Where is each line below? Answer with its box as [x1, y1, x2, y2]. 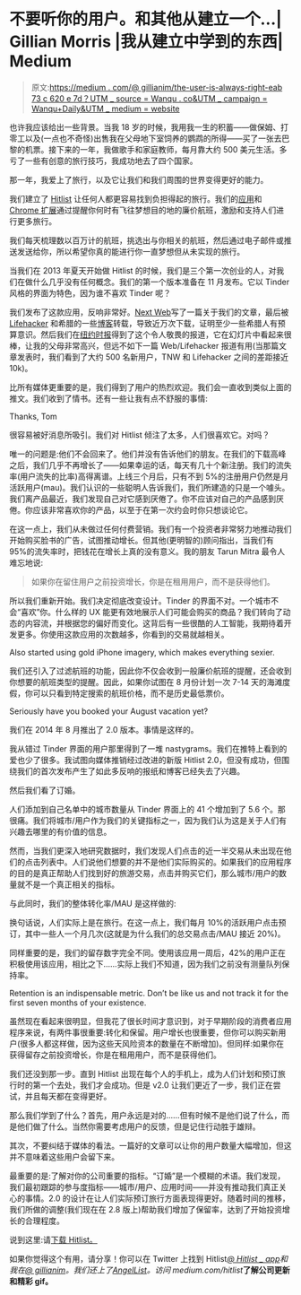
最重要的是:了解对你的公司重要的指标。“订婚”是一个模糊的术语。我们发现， [9, 1170, 286, 1181]
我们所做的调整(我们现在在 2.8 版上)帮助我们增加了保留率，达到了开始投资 [9, 1204, 283, 1214]
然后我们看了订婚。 [9, 785, 81, 795]
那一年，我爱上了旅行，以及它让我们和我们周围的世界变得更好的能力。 [9, 174, 269, 185]
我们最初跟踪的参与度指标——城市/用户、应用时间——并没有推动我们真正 [9, 1181, 279, 1192]
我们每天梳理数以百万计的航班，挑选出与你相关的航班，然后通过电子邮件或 [9, 235, 284, 246]
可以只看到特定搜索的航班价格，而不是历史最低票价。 [32, 688, 229, 699]
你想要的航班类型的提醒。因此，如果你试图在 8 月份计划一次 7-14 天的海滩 [9, 676, 283, 687]
